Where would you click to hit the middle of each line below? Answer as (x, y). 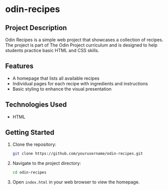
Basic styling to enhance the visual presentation (62, 89)
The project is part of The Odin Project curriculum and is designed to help (81, 45)
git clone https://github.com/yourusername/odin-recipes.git (78, 154)
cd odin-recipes (29, 172)
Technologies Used (36, 105)
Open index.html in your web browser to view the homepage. (76, 182)
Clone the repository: (34, 144)
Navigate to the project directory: (47, 163)
